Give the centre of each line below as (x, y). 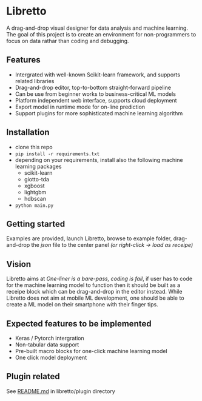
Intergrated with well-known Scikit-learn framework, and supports (98, 75)
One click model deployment (51, 357)
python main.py (34, 205)
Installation (28, 133)
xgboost (34, 186)
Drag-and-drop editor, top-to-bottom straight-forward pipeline (93, 87)
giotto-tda (37, 179)
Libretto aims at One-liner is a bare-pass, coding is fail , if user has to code (99, 279)
